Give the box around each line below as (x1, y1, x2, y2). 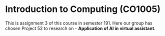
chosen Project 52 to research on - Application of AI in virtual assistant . (5, 25, 156, 31)
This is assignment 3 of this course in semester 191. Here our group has (5, 20, 152, 26)
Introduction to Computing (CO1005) (5, 3, 161, 15)
